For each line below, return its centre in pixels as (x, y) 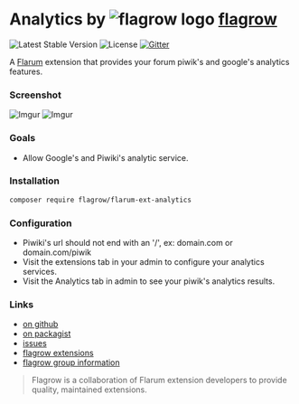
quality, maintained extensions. (89, 390)
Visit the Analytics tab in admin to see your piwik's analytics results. (149, 281)
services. (39, 272)
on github (40, 324)
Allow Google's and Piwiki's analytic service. (105, 157)
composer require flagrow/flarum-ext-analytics (101, 200)
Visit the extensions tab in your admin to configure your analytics (143, 262)
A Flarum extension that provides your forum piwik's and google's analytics (149, 61)
